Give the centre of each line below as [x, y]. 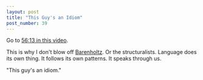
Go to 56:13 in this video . [37, 41]
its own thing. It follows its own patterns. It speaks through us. [84, 59]
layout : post [23, 12]
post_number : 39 [27, 23]
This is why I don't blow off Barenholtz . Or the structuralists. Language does [101, 52]
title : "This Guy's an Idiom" [45, 18]
